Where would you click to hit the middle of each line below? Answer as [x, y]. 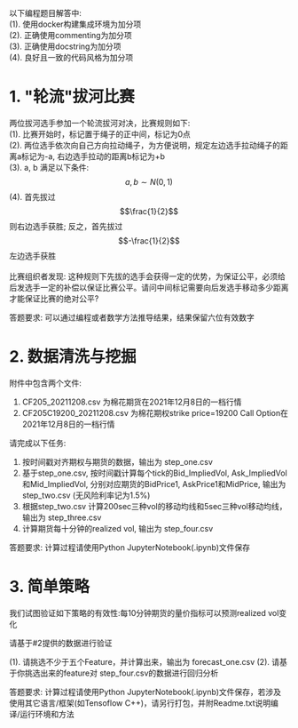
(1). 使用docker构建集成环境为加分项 [75, 24]
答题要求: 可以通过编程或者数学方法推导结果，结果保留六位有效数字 [132, 317]
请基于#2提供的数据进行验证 [61, 643]
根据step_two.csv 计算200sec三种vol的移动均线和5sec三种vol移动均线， [154, 506]
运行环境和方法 [47, 714]
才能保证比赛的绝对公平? [54, 298]
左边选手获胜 [32, 255]
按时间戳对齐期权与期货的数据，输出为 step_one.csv [117, 461]
